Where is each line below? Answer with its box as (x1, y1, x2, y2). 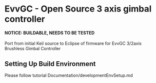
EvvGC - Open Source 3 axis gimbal (4, 3, 152, 14)
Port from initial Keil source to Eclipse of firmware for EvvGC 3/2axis (4, 41, 142, 46)
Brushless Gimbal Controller (4, 46, 61, 52)
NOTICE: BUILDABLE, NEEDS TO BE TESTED (4, 30, 95, 36)
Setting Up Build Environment (4, 59, 96, 68)
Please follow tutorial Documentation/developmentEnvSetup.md (4, 72, 133, 78)
